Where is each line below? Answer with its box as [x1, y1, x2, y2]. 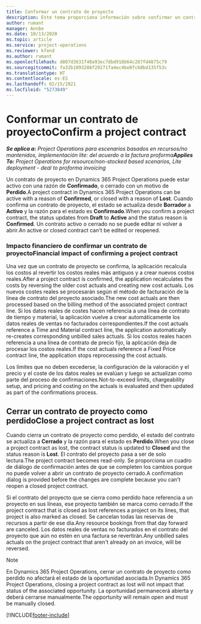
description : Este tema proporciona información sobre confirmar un [6, 14, 181, 20]
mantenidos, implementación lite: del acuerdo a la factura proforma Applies [6, 151, 193, 159]
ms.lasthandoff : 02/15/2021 [6, 81, 77, 87]
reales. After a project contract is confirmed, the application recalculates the [6, 275, 193, 283]
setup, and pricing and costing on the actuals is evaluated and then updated [6, 383, 194, 390]
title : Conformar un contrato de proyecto [6, 8, 114, 15]
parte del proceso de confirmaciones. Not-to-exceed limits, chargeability [6, 376, 185, 383]
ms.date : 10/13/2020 [6, 31, 58, 37]
